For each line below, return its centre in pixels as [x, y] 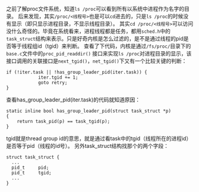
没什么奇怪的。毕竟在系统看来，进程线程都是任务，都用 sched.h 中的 [89, 31]
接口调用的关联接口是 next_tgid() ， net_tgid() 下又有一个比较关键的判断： [97, 61]
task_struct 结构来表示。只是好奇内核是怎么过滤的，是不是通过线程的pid [95, 38]
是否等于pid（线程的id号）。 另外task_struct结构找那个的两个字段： [88, 146]
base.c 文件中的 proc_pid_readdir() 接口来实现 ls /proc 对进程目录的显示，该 [99, 53]
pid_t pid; [30, 168]
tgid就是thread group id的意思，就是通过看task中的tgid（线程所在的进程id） [99, 138]
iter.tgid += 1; [58, 78]
